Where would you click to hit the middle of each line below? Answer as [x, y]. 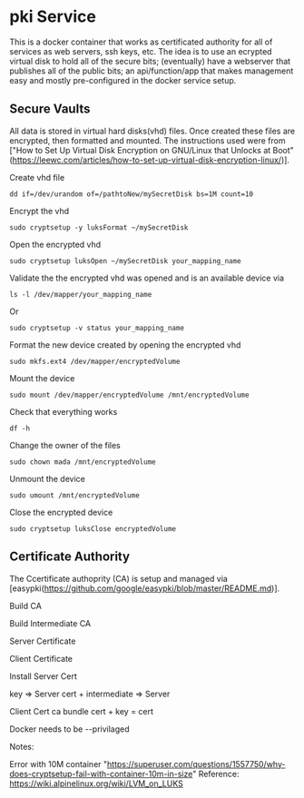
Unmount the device [48, 478]
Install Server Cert [43, 676]
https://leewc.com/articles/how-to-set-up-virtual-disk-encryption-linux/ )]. [151, 160]
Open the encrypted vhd [55, 244]
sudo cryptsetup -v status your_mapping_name [97, 328]
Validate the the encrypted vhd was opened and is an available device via [147, 278]
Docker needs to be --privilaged [69, 729]
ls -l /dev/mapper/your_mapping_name [81, 294]
